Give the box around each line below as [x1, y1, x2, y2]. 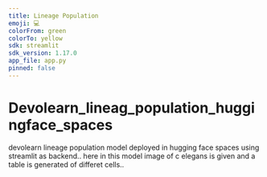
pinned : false [8, 64, 56, 72]
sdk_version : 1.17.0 [8, 49, 78, 57]
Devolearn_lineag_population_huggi [8, 98, 256, 117]
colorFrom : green [8, 27, 67, 35]
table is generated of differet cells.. [8, 159, 125, 169]
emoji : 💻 [8, 19, 40, 27]
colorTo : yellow [8, 34, 63, 43]
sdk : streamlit [8, 42, 60, 50]
